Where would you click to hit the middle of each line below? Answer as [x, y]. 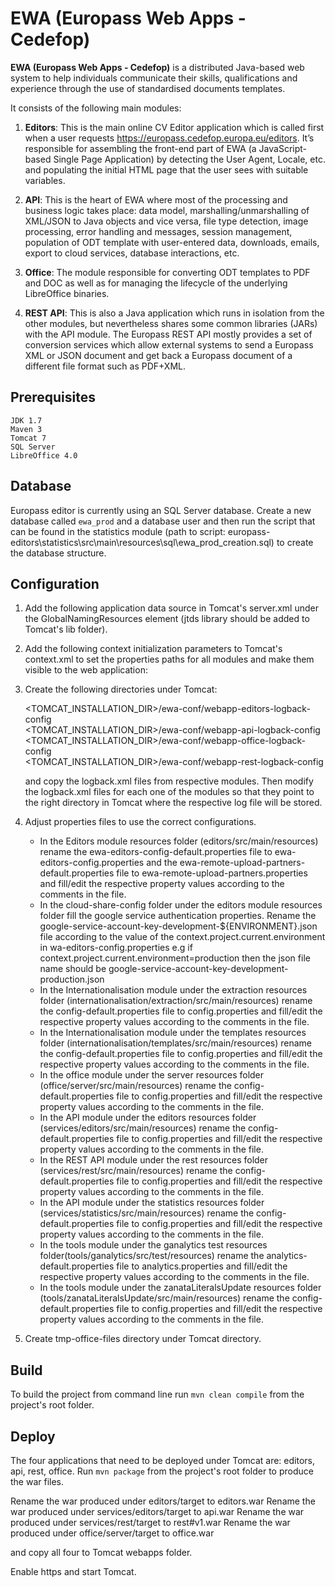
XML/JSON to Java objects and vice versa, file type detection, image [166, 221]
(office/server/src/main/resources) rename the [135, 1086]
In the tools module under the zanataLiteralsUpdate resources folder [180, 1288]
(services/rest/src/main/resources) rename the [136, 1171]
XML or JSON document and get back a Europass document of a [158, 355]
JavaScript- [283, 148]
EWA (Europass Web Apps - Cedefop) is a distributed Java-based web [157, 67]
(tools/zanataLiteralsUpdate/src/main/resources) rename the [164, 1298]
